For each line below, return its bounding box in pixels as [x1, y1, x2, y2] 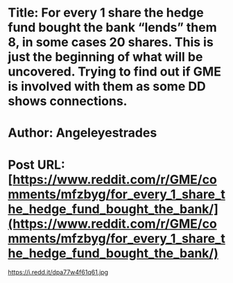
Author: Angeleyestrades [8, 125, 157, 141]
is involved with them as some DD [8, 78, 207, 94]
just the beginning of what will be [8, 49, 203, 65]
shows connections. [8, 94, 128, 109]
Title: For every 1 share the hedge [8, 5, 204, 21]
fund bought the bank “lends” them [8, 19, 217, 35]
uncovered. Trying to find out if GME [8, 64, 221, 80]
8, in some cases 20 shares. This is [8, 35, 214, 50]
